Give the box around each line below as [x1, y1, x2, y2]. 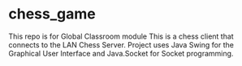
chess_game [8, 5, 96, 23]
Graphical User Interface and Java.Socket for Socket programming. [8, 48, 234, 58]
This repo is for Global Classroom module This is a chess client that [8, 31, 234, 41]
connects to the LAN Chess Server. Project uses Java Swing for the [8, 39, 234, 49]
